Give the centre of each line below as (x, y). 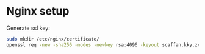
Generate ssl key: (28, 28)
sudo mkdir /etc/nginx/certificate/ (53, 39)
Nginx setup (38, 11)
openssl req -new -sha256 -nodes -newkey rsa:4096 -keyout (83, 45)
